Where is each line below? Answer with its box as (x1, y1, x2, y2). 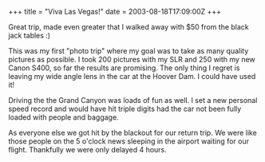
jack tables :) (8, 31, 50, 40)
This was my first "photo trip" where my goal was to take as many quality (8, 46, 249, 55)
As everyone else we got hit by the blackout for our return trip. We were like (8, 128, 257, 137)
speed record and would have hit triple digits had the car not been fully (8, 104, 242, 113)
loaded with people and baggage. (8, 113, 119, 122)
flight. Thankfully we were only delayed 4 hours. (8, 145, 168, 154)
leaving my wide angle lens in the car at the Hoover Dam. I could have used (8, 72, 256, 81)
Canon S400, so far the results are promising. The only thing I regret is (8, 63, 240, 73)
